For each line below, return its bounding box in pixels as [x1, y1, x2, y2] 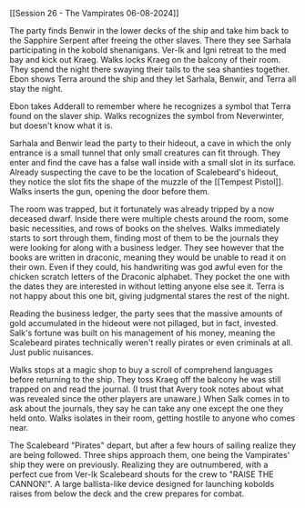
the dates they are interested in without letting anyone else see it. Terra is [9, 281, 285, 292]
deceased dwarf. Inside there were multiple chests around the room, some [9, 214, 290, 224]
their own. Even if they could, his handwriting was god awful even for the [9, 262, 283, 272]
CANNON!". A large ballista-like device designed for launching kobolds [9, 479, 275, 489]
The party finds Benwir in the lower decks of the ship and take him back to [9, 25, 290, 35]
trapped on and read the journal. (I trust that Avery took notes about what [9, 383, 284, 394]
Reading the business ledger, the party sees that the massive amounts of [9, 308, 284, 319]
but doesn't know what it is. [9, 120, 114, 131]
